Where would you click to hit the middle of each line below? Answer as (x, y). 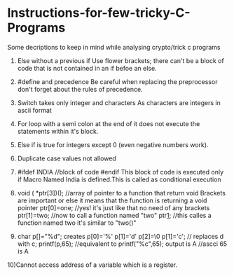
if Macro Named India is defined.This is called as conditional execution (119, 179)
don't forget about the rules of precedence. (80, 89)
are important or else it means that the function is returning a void (112, 200)
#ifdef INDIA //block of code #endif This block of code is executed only (121, 172)
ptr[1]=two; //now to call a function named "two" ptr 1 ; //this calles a (114, 215)
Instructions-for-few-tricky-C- (99, 13)
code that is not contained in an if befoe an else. (87, 68)
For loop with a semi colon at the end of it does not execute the (109, 123)
